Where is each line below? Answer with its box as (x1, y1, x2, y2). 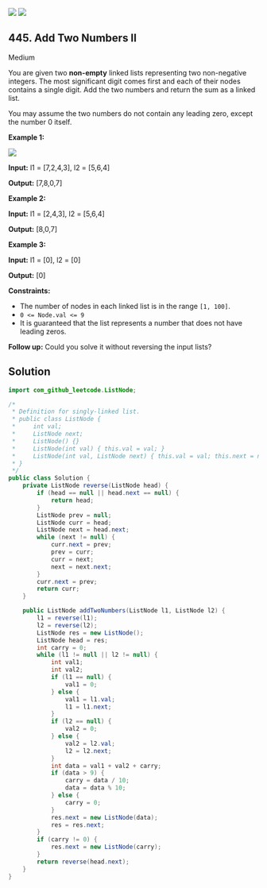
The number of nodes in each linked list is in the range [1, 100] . (19, 301, 230, 311)
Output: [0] (8, 270, 46, 280)
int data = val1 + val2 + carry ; (50, 762, 161, 770)
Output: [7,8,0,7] (8, 178, 63, 187)
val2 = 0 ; (64, 725, 98, 733)
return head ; (50, 496, 94, 504)
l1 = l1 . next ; (64, 703, 112, 711)
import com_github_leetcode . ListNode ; (8, 386, 137, 394)
